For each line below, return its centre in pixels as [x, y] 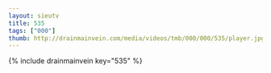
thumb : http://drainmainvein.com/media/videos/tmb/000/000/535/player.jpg [137, 38]
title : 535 [27, 23]
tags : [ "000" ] [32, 30]
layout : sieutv [34, 16]
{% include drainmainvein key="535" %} [75, 61]
